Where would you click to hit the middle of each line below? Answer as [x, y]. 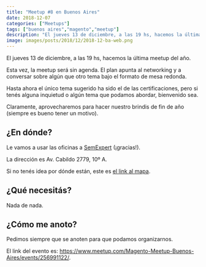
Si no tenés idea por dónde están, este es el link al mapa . [78, 171]
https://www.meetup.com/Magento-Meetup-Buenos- [127, 251]
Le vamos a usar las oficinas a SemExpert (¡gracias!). [74, 147]
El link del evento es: [32, 251]
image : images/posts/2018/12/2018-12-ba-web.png [70, 41]
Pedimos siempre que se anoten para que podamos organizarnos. [90, 239]
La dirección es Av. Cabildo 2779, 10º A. [57, 159]
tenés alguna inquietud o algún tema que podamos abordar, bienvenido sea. [102, 95]
